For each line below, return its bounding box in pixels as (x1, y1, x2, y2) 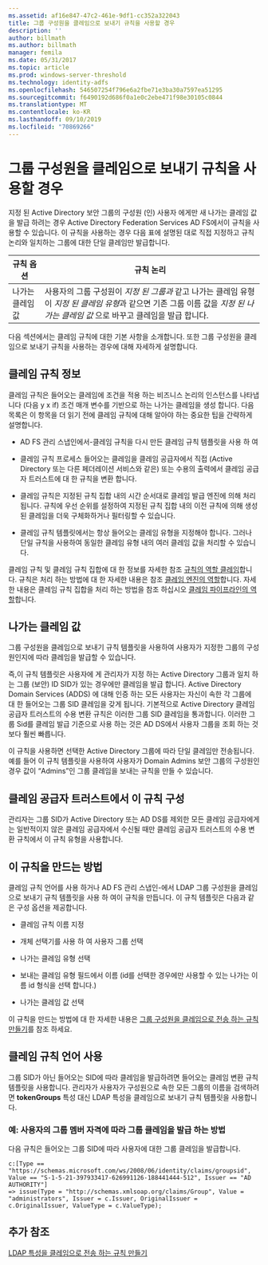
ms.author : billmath (8, 41, 77, 49)
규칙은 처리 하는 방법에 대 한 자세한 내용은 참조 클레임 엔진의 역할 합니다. (18, 574, 242, 584)
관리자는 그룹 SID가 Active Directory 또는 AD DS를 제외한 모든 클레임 (8, 814, 226, 824)
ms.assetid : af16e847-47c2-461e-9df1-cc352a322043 (8, 11, 180, 20)
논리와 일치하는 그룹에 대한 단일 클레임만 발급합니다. (8, 237, 170, 247)
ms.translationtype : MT (8, 100, 88, 108)
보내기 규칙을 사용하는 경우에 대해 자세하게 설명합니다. (29, 341, 198, 351)
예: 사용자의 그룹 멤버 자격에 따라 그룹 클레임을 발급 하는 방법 (8, 1124, 226, 1135)
